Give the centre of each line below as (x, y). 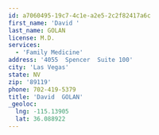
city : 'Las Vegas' (39, 67)
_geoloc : (23, 104)
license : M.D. (32, 38)
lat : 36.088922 (41, 119)
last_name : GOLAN (37, 30)
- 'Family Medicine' (49, 52)
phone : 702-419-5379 (43, 89)
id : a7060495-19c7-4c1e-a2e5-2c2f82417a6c (79, 15)
